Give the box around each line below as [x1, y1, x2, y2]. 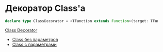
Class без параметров [12, 36, 58, 42]
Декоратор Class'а [5, 3, 86, 14]
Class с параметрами [12, 42, 57, 47]
